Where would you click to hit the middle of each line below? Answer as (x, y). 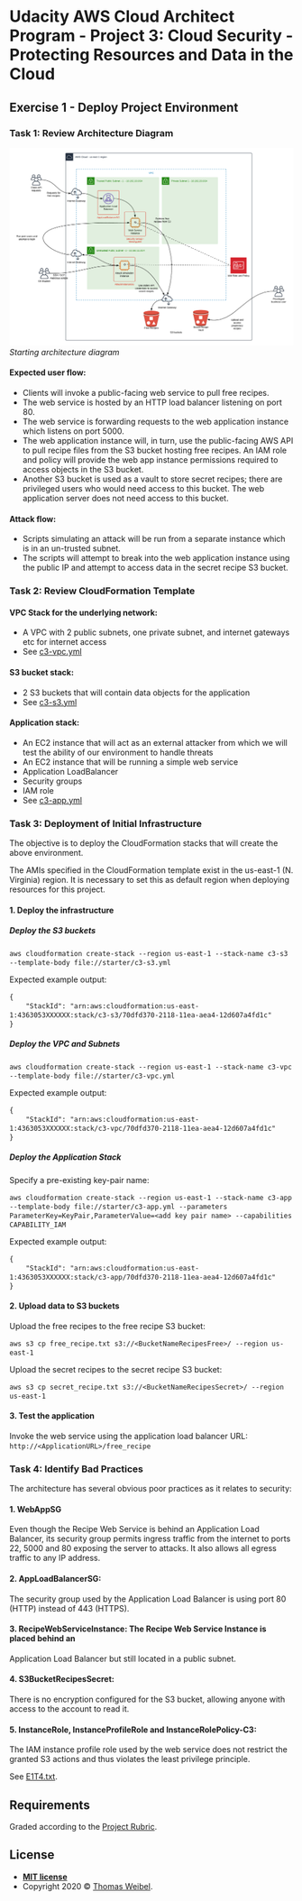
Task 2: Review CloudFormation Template (102, 591)
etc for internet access (64, 642)
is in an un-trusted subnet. (72, 548)
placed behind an (42, 1639)
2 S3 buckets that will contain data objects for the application (136, 693)
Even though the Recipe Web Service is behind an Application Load (134, 1529)
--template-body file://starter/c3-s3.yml (90, 962)
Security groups (52, 781)
